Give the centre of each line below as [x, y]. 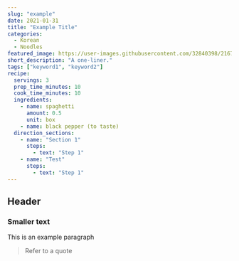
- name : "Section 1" [51, 139]
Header [24, 202]
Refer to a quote [48, 251]
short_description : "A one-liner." [60, 60]
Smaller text [29, 221]
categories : [25, 34]
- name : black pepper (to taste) [70, 126]
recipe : [19, 73]
